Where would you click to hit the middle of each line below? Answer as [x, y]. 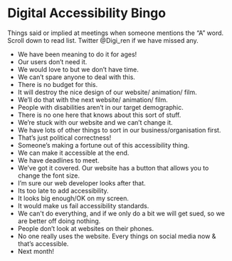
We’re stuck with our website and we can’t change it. [95, 122]
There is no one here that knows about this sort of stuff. [99, 115]
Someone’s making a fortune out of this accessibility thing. [104, 145]
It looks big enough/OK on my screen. [73, 198]
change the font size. [49, 175]
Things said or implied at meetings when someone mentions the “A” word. [116, 33]
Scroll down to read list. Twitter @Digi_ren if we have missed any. [103, 40]
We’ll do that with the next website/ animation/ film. [93, 99]
